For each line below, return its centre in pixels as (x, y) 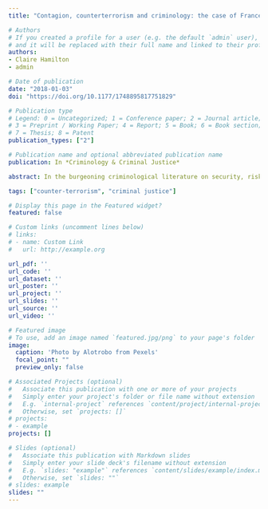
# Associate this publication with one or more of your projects (123, 389)
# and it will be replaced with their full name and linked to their (126, 45)
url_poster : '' (33, 286)
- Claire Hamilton (39, 60)
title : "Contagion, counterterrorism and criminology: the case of (123, 16)
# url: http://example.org (57, 249)
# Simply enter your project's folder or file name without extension (132, 397)
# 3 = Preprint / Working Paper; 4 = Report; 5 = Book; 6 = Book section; (135, 126)
